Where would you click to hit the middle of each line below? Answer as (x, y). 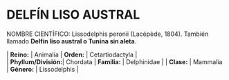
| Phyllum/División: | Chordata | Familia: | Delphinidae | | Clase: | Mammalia (114, 61)
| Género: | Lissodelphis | (43, 69)
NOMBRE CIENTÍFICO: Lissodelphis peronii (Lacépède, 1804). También (108, 34)
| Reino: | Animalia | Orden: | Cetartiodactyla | (72, 54)
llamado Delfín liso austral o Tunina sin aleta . (72, 41)
